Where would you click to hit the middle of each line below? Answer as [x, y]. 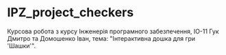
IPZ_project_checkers [71, 13]
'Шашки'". [22, 45]
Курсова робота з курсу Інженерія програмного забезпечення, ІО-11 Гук [113, 31]
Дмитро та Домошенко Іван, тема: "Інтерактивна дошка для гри [101, 38]
